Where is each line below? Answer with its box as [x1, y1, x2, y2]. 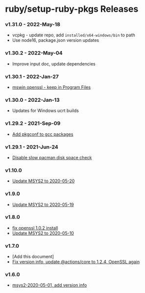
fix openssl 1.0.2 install [12, 225, 58, 231]
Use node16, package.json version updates [12, 37, 99, 43]
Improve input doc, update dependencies [12, 60, 96, 67]
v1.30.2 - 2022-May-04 [5, 50, 63, 57]
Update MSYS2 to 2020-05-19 [12, 202, 74, 207]
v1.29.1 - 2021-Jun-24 [5, 144, 59, 150]
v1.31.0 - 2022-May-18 [5, 21, 60, 28]
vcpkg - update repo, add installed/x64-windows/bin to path [12, 32, 136, 38]
